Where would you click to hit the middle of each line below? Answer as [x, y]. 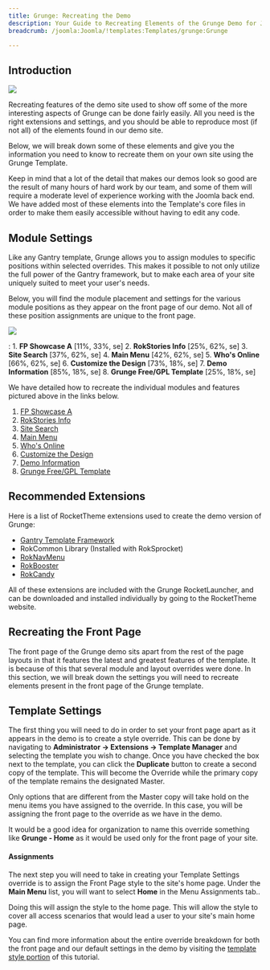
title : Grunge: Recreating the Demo [70, 16]
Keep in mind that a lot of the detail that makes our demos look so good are [133, 178]
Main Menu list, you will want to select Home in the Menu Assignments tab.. [135, 891]
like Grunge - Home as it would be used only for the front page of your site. [133, 838]
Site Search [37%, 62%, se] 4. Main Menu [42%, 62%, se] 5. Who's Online [134, 355]
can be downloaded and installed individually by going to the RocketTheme [133, 598]
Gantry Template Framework [67, 540]
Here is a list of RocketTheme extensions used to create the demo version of [135, 516]
